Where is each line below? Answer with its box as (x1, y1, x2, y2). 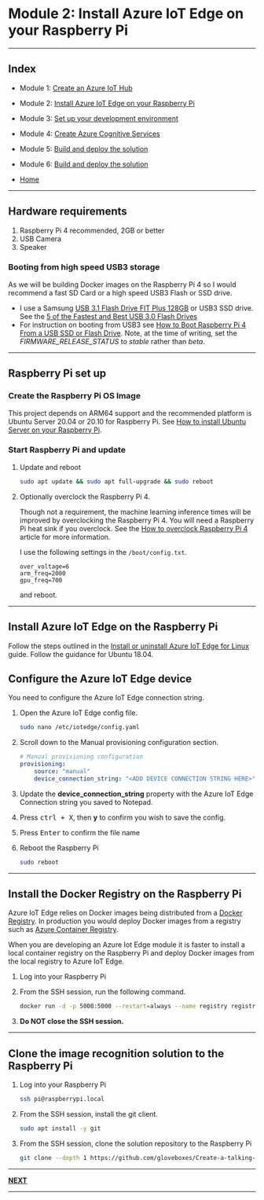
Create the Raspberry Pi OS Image (8, 391, 141, 402)
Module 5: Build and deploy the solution (19, 144, 148, 153)
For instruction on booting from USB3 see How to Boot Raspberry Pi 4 (19, 320, 246, 329)
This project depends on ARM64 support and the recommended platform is (8, 408, 252, 417)
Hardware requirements (8, 205, 127, 218)
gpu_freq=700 (19, 576, 63, 584)
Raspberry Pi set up (8, 367, 107, 380)
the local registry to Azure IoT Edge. (8, 956, 124, 967)
